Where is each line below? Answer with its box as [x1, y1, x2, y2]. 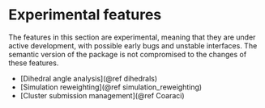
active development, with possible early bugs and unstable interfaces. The [8, 40, 258, 50]
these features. [8, 58, 59, 68]
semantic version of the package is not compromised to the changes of [8, 49, 247, 59]
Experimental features [8, 6, 162, 24]
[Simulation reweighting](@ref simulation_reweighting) [19, 82, 203, 92]
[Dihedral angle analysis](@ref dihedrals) [19, 73, 158, 83]
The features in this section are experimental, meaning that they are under [8, 32, 256, 42]
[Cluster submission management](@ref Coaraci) [19, 90, 185, 100]
